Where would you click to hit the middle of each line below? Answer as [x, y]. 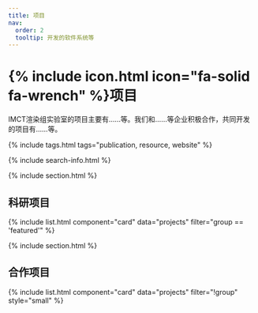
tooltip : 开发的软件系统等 [55, 38]
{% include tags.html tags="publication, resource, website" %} [110, 145]
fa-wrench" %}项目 [73, 96]
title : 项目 [26, 15]
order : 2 [30, 30]
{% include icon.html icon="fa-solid [129, 77]
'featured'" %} [32, 230]
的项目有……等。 [35, 129]
